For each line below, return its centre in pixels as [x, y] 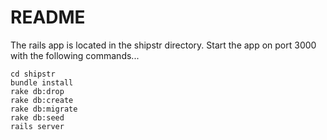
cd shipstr [33, 74]
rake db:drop [37, 91]
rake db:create [42, 100]
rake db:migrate [44, 109]
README [48, 17]
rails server [37, 126]
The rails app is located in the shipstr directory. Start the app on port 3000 [163, 45]
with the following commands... [75, 55]
